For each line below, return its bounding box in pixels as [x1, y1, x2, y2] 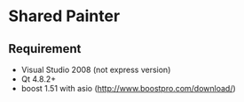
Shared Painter [8, 6, 121, 26]
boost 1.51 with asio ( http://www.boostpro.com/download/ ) [20, 84, 236, 93]
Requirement [8, 41, 82, 56]
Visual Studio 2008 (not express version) [20, 64, 171, 75]
